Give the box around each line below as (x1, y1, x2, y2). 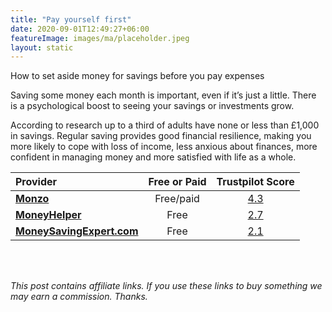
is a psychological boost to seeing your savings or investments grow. (10, 100, 295, 112)
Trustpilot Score (216, 175, 295, 189)
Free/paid (154, 192, 200, 206)
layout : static (10, 42, 74, 53)
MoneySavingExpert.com (15, 224, 139, 238)
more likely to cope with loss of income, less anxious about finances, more (10, 141, 318, 153)
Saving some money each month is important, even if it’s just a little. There (10, 89, 317, 101)
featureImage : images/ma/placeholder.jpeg (10, 33, 190, 43)
